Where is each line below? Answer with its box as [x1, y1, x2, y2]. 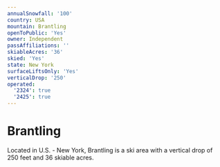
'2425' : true [13, 94, 51, 101]
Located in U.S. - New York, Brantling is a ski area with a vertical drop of [7, 146, 213, 154]
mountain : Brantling [7, 23, 67, 30]
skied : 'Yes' [7, 55, 45, 62]
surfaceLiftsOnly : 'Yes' [7, 68, 79, 75]
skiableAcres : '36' [7, 49, 64, 56]
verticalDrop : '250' [7, 74, 67, 81]
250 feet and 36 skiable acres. [7, 153, 95, 161]
